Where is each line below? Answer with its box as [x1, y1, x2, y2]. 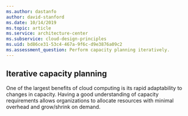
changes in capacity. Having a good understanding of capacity [6, 91, 159, 98]
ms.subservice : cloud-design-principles [6, 36, 107, 42]
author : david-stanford [6, 14, 65, 20]
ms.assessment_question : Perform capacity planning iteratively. [6, 47, 170, 53]
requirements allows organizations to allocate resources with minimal [6, 97, 174, 104]
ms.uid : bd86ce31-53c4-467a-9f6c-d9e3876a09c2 [6, 42, 123, 48]
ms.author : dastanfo [6, 8, 57, 15]
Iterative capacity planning [6, 69, 107, 79]
